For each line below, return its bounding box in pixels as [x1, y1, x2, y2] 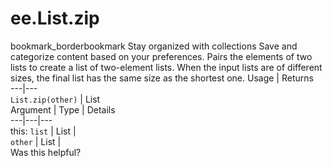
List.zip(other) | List [10, 93, 101, 105]
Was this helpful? [10, 146, 82, 158]
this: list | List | [10, 125, 77, 137]
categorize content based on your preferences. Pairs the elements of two [10, 50, 313, 62]
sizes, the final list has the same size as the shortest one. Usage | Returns [10, 72, 314, 84]
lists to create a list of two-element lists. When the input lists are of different [10, 61, 323, 73]
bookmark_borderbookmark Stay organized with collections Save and [10, 40, 298, 52]
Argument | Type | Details [10, 103, 116, 116]
